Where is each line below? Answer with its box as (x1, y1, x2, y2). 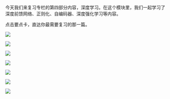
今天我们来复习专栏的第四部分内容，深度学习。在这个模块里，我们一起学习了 (5, 5, 165, 10)
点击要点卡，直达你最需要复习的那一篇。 (5, 22, 90, 27)
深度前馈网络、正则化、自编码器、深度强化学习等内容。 (5, 11, 121, 17)
